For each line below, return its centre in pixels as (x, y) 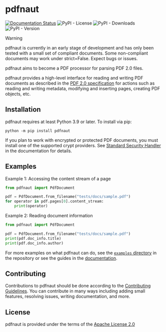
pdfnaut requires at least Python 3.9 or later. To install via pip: (68, 122)
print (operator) (31, 206)
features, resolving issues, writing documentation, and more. (68, 296)
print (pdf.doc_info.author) (34, 243)
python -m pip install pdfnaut (38, 131)
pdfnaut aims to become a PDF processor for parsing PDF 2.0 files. (74, 68)
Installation (23, 109)
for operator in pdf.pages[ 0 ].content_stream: (54, 201)
